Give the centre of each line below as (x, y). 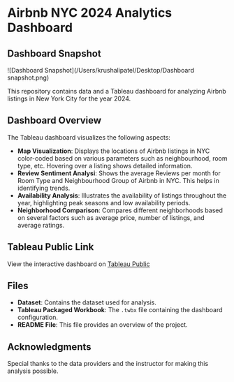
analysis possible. (33, 371)
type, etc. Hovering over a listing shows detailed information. (105, 166)
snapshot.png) (28, 78)
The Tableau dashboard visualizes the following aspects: (89, 137)
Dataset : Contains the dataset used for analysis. (87, 302)
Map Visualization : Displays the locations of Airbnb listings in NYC (114, 151)
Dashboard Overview (54, 120)
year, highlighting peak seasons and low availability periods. (104, 203)
